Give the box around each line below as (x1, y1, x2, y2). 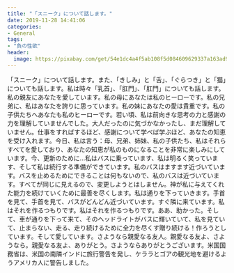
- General (7, 29, 36, 37)
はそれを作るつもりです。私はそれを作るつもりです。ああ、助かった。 (7, 206, 208, 214)
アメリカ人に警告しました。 (13, 258, 93, 267)
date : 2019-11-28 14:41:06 (7, 17, 86, 24)
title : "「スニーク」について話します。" (7, 10, 113, 17)
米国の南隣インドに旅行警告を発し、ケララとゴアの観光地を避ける (31, 249, 221, 258)
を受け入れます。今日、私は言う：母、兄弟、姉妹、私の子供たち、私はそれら (7, 136, 226, 145)
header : (7, 49, 30, 56)
